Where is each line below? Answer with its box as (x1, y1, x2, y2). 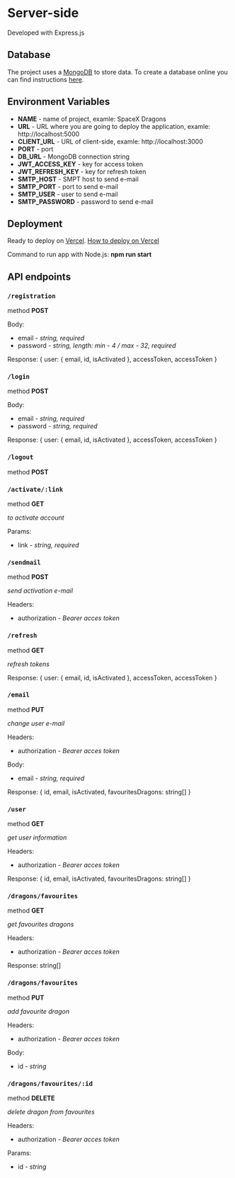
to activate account (7, 513, 65, 522)
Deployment (7, 217, 63, 229)
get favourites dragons (7, 920, 74, 929)
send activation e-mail (7, 586, 73, 595)
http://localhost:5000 (17, 130, 80, 138)
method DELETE (7, 1094, 55, 1102)
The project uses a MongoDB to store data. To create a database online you (7, 67, 228, 76)
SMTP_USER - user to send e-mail (17, 190, 118, 198)
